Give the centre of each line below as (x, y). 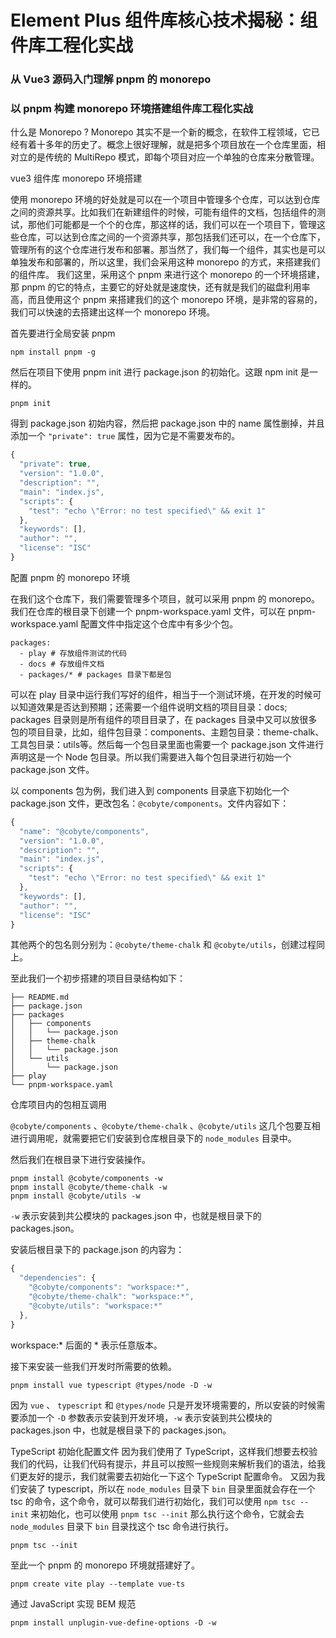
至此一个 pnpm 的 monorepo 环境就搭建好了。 (105, 1565)
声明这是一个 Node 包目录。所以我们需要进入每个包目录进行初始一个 (151, 757)
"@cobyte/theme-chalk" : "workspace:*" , (111, 1297)
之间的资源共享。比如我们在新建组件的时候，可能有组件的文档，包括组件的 (163, 212)
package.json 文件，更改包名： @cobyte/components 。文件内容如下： (150, 803)
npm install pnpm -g (53, 352)
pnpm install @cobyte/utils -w (75, 1196)
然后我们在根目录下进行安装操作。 (80, 1160)
